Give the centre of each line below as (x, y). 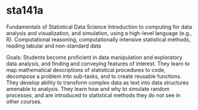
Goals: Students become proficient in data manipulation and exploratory (94, 57)
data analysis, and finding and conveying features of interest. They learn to (98, 64)
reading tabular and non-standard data (54, 46)
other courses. (24, 101)
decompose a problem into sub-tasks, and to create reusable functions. (94, 76)
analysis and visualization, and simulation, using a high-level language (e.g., (99, 33)
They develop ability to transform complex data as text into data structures (98, 82)
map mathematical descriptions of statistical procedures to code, (86, 70)
